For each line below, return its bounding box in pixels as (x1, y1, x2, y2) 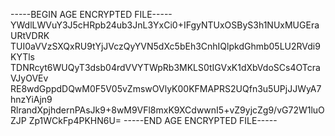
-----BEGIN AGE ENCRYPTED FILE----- (10, 9, 173, 20)
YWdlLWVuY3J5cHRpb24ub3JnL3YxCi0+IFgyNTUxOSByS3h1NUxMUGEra (10, 19, 320, 31)
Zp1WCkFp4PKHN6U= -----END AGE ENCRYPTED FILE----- (28, 115, 278, 126)
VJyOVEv (10, 72, 49, 84)
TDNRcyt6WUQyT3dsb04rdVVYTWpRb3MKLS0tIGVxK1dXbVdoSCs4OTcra (10, 62, 321, 73)
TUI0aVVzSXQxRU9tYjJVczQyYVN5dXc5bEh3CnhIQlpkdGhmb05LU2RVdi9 (10, 40, 321, 52)
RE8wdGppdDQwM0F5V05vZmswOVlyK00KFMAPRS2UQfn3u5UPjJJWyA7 (10, 83, 322, 94)
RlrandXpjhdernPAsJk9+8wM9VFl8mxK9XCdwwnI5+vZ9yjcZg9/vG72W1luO (10, 104, 325, 116)
